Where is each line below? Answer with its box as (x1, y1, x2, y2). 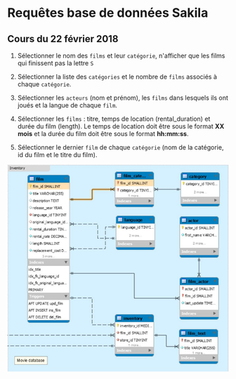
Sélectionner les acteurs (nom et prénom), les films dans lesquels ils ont (17, 93, 228, 102)
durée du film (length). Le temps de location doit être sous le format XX (17, 122, 225, 131)
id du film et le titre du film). (17, 151, 98, 159)
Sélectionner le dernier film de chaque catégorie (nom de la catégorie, (17, 143, 224, 152)
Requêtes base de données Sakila (7, 5, 209, 21)
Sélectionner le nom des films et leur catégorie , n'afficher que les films (17, 51, 225, 60)
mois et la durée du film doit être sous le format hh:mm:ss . (17, 130, 189, 138)
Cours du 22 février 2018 (7, 33, 119, 45)
